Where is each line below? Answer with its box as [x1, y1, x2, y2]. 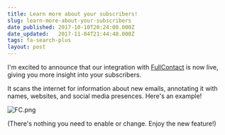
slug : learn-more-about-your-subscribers [7, 17, 132, 24]
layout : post [7, 43, 46, 50]
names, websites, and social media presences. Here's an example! [7, 92, 202, 100]
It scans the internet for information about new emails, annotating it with [7, 85, 218, 92]
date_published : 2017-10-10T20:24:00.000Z [7, 23, 135, 31]
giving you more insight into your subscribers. [7, 70, 142, 79]
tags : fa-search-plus [7, 37, 72, 44]
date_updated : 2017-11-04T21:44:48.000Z [7, 30, 135, 38]
